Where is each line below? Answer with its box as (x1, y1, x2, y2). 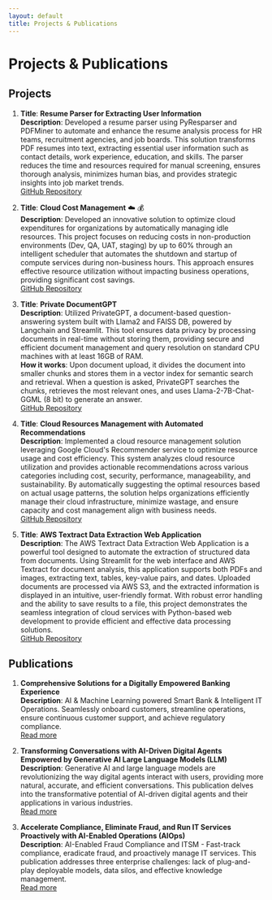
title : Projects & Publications (8, 20, 118, 28)
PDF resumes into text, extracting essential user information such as (19, 143, 249, 153)
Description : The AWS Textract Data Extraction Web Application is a (19, 538, 249, 548)
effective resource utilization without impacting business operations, (19, 266, 249, 276)
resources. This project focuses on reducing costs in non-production (19, 231, 251, 241)
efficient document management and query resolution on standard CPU (19, 343, 260, 352)
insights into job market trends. (19, 177, 124, 187)
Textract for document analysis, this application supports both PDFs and (19, 564, 262, 574)
